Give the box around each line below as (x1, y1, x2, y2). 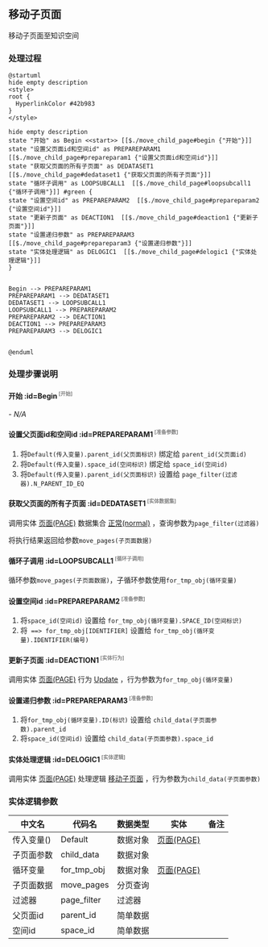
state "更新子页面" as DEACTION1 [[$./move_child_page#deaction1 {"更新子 (8, 214, 259, 222)
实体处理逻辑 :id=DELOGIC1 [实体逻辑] (8, 753, 126, 764)
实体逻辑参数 (8, 795, 59, 807)
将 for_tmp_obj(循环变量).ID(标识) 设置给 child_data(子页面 (19, 715, 212, 724)
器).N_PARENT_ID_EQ (19, 479, 85, 488)
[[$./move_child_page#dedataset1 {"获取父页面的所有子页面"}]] (8, 171, 212, 179)
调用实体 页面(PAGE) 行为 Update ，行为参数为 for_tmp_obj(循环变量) (8, 674, 233, 684)
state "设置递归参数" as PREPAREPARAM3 (8, 231, 135, 240)
